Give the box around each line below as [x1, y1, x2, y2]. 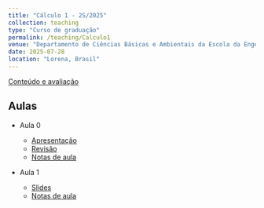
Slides [31, 182, 52, 192]
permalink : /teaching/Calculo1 [8, 33, 111, 42]
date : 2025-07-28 [8, 48, 65, 56]
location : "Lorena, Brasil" [8, 56, 101, 64]
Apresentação [31, 135, 77, 145]
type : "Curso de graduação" [8, 26, 101, 34]
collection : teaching [8, 19, 79, 27]
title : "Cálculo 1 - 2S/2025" [8, 11, 108, 20]
